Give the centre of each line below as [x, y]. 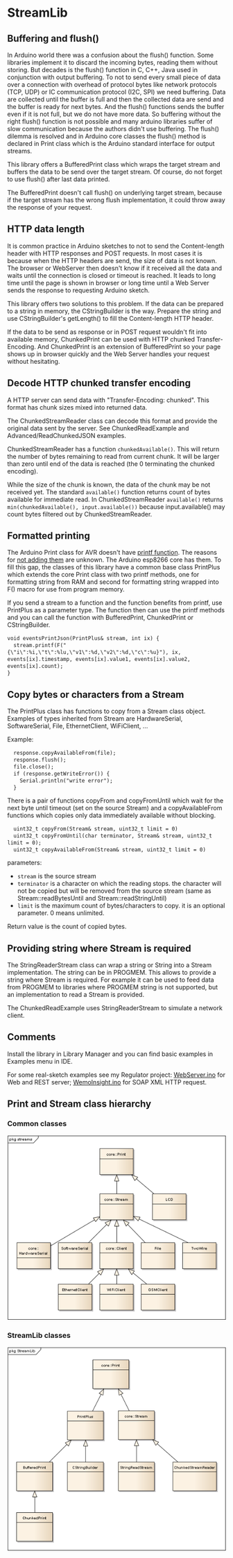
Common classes [37, 1124]
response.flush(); [40, 760]
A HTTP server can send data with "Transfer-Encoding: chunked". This [108, 400]
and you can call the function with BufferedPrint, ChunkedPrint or [101, 618]
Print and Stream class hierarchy [79, 1104]
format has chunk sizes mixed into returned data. [77, 407]
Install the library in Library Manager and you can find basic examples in [110, 1054]
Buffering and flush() [53, 39]
